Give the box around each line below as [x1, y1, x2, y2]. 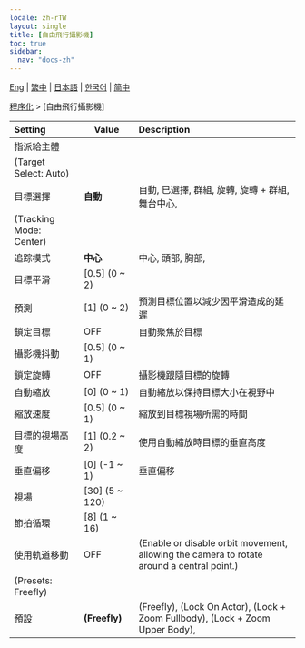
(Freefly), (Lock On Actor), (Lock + [138, 601, 287, 613]
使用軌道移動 [14, 549, 70, 561]
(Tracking [14, 213, 55, 225]
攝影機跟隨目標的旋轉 [138, 370, 230, 381]
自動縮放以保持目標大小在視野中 [138, 386, 275, 399]
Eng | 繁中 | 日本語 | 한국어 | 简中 [9, 82, 131, 92]
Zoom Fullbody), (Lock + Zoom [138, 612, 271, 624]
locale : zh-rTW [9, 13, 67, 23]
